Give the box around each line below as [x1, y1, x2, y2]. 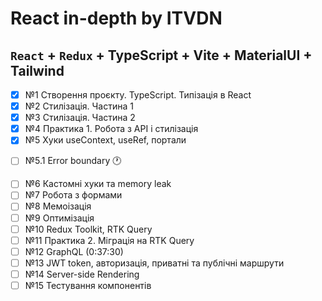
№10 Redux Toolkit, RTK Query [24, 223, 153, 235]
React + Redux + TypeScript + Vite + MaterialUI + [10, 47, 313, 64]
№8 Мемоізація [24, 200, 92, 212]
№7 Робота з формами [24, 189, 123, 201]
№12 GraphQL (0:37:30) [24, 245, 124, 257]
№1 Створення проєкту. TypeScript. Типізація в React [24, 89, 252, 101]
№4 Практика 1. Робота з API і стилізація [24, 123, 199, 135]
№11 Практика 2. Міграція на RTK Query [24, 234, 195, 246]
